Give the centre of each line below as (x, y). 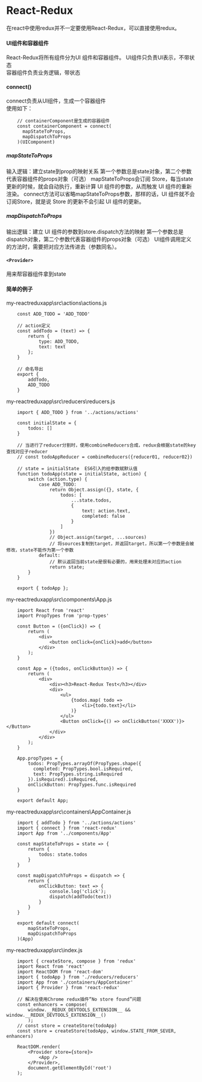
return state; (67, 567)
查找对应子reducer (27, 451)
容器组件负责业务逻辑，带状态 (43, 72)
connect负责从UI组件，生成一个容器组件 (56, 101)
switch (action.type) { (58, 479)
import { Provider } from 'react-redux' (68, 987)
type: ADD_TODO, (59, 342)
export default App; (43, 800)
